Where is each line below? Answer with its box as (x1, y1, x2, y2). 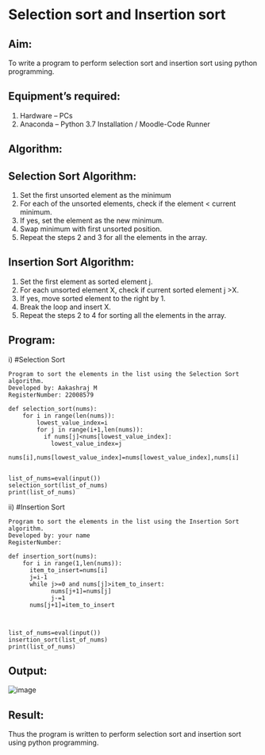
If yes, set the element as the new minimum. (19, 216, 164, 226)
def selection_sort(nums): (8, 405, 98, 412)
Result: (8, 708, 44, 722)
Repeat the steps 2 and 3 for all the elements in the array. (19, 233, 208, 242)
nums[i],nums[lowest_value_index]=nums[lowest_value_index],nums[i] (8, 453, 240, 462)
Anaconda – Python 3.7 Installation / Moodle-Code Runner (19, 119, 210, 129)
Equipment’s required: (8, 90, 121, 103)
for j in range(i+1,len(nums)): (36, 425, 144, 434)
